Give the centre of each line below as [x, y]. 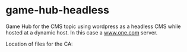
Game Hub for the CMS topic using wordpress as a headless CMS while [93, 26]
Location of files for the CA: [39, 44]
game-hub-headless [57, 10]
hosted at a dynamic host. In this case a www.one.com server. [82, 32]
